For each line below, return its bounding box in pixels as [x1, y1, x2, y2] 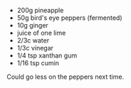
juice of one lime [16, 28, 66, 37]
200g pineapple [16, 6, 64, 14]
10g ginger [16, 21, 49, 29]
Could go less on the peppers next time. [6, 72, 125, 81]
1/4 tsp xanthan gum [16, 51, 78, 60]
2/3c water [16, 36, 50, 45]
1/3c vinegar [16, 44, 54, 52]
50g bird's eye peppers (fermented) [16, 13, 122, 22]
